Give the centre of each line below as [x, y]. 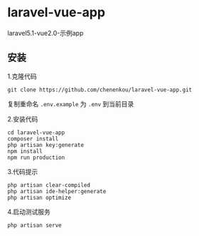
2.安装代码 [23, 119]
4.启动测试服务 [29, 212]
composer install [33, 139]
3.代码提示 [23, 171]
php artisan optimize [39, 197]
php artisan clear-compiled [49, 185]
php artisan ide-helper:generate [57, 191]
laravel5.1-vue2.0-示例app [45, 33]
